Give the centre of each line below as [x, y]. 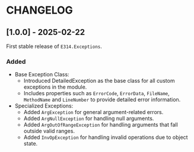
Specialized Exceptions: [44, 106]
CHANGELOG [39, 10]
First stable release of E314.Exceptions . [54, 46]
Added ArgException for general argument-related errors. [93, 112]
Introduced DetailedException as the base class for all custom [99, 81]
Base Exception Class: [42, 75]
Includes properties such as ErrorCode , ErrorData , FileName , [97, 93]
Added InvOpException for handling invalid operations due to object [106, 137]
